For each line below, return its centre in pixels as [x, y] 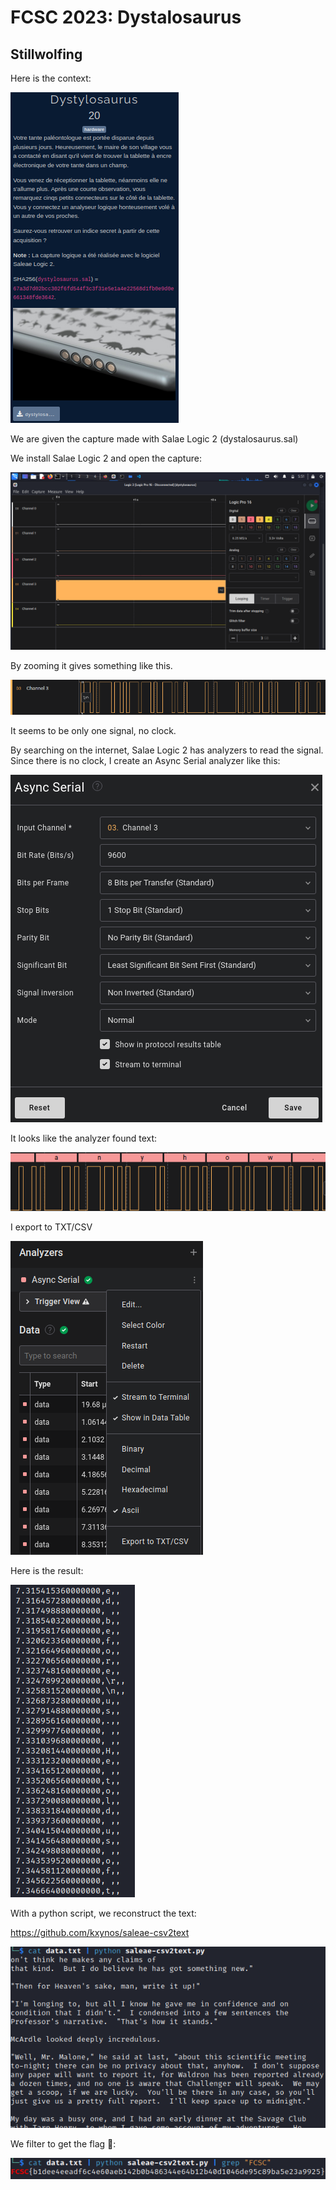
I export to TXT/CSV [51, 1227]
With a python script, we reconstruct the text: [103, 1913]
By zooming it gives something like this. [91, 665]
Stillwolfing [46, 54]
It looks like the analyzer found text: [84, 1138]
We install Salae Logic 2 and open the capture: [106, 458]
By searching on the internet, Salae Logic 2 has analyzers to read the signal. [167, 750]
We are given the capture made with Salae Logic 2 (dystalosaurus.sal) [154, 439]
